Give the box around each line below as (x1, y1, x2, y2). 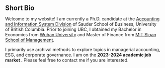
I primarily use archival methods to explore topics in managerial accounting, (5, 47, 161, 52)
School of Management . (5, 37, 55, 43)
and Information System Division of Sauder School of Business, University (5, 21, 157, 27)
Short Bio (5, 4, 35, 12)
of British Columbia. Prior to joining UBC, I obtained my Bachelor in (5, 26, 142, 32)
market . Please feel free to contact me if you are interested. (5, 57, 129, 63)
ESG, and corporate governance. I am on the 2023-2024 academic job (5, 52, 152, 58)
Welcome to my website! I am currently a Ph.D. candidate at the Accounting (5, 16, 160, 22)
